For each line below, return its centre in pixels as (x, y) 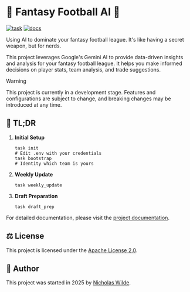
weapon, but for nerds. (34, 46)
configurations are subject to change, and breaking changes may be (89, 99)
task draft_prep (34, 207)
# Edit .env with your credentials (58, 153)
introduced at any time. (34, 104)
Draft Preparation (36, 196)
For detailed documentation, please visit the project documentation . (88, 218)
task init (27, 148)
